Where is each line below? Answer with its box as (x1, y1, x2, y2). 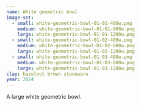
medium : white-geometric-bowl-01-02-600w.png (17, 43, 136, 49)
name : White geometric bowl (6, 8, 78, 15)
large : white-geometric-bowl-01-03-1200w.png (17, 65, 136, 71)
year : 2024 (6, 76, 34, 82)
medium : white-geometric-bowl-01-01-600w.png (17, 25, 136, 32)
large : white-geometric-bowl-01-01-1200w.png (17, 31, 136, 38)
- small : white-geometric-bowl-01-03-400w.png (12, 54, 132, 60)
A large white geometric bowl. (6, 93, 82, 101)
